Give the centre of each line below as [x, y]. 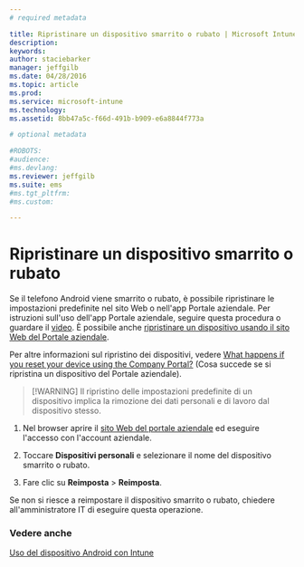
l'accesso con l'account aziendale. [87, 438]
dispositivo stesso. [66, 411]
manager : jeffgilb [44, 68]
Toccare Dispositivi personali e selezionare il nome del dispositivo [147, 456]
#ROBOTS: [26, 151]
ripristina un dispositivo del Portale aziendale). [96, 374]
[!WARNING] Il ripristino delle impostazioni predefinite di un [142, 391]
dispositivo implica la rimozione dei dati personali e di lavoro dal [150, 401]
